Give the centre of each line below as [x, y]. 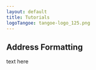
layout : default [27, 12]
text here [18, 62]
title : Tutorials [28, 17]
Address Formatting [45, 47]
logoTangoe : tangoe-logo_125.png [48, 23]
